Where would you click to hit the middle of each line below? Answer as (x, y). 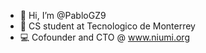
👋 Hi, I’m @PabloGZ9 (63, 15)
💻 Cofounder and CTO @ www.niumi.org (104, 37)
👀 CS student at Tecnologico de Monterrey (107, 26)
